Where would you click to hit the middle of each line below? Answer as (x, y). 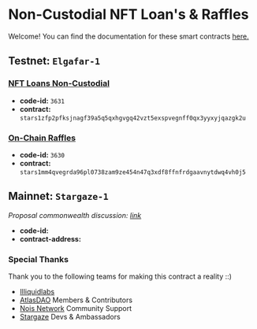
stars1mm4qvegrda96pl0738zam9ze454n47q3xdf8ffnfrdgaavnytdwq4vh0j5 (132, 172)
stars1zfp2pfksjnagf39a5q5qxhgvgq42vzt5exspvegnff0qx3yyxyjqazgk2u (132, 118)
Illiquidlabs (37, 292)
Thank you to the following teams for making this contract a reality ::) (120, 276)
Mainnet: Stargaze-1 (58, 196)
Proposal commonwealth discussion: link (75, 215)
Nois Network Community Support (76, 309)
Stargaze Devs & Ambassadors (70, 317)
